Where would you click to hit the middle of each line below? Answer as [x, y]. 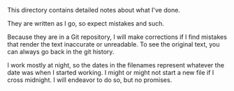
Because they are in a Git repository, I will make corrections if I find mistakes [117, 37]
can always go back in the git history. [61, 52]
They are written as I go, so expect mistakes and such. [86, 23]
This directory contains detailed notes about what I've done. [94, 10]
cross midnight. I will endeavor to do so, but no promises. [90, 80]
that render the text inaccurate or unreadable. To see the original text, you [114, 44]
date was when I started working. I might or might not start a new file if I [111, 73]
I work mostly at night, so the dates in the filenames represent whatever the [116, 65]
